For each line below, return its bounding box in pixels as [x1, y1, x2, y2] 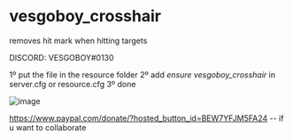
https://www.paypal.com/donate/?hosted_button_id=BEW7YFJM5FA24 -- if [9, 113, 284, 123]
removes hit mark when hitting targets [9, 35, 148, 46]
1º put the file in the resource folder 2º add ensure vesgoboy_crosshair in [9, 69, 276, 80]
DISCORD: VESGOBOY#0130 [9, 52, 114, 63]
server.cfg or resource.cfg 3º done [9, 78, 136, 89]
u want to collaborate [9, 122, 87, 133]
